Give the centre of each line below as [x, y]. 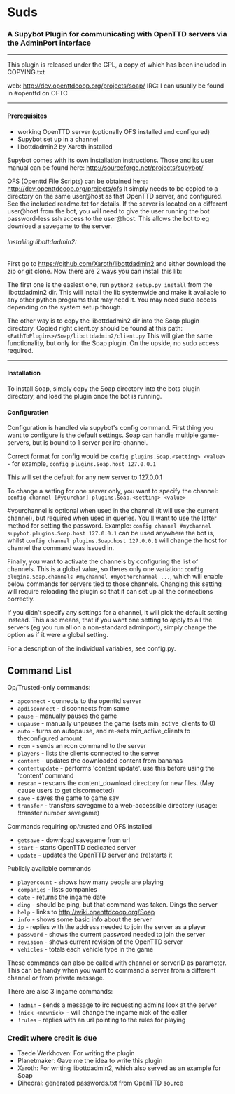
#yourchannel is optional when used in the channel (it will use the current [113, 511]
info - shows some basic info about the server [85, 919]
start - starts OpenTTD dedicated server [77, 848]
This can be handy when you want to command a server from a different [112, 970]
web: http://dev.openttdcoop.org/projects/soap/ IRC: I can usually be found [116, 86]
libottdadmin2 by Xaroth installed [65, 146]
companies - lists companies [57, 890]
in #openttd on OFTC [37, 93]
